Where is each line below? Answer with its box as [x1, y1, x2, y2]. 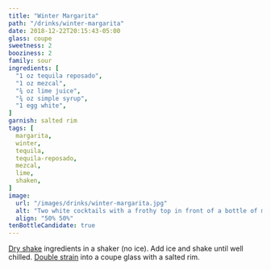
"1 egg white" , [15, 102, 67, 110]
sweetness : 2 [8, 42, 52, 50]
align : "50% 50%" [15, 214, 74, 222]
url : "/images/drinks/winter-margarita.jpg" [15, 199, 168, 207]
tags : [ [8, 124, 35, 132]
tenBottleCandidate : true [8, 222, 95, 230]
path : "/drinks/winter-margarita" [8, 19, 125, 27]
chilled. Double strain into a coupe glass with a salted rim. [8, 252, 200, 262]
